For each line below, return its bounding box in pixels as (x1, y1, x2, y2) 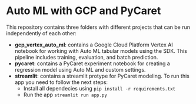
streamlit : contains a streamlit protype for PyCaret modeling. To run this (14, 72, 190, 79)
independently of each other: (6, 29, 77, 36)
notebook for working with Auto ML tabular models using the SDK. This (14, 47, 187, 54)
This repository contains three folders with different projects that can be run (6, 24, 190, 31)
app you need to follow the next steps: (14, 78, 108, 86)
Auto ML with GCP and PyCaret (6, 4, 161, 18)
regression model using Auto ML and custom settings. (14, 66, 146, 73)
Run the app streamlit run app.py (23, 91, 108, 98)
